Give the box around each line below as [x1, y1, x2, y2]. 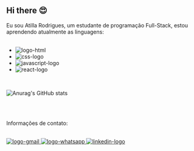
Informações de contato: [6, 119, 68, 127]
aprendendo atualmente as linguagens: [6, 28, 105, 35]
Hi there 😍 [6, 5, 47, 16]
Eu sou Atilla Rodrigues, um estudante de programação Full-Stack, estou [6, 21, 189, 29]
